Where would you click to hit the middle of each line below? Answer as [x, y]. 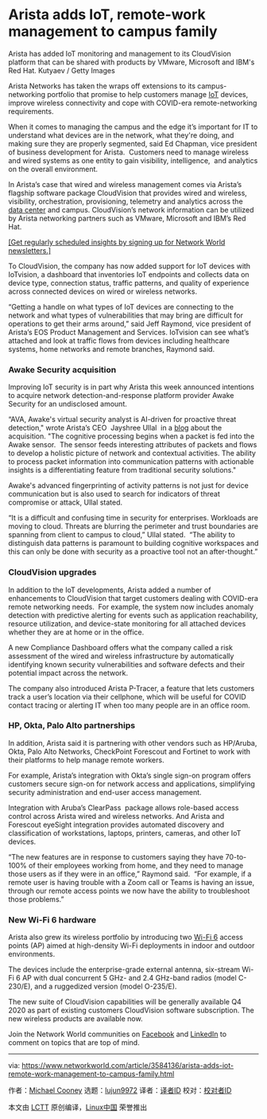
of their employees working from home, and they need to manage [136, 865]
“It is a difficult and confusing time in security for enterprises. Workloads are [133, 518]
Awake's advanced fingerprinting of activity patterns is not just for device [128, 485]
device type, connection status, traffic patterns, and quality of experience [129, 283]
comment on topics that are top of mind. [74, 1043]
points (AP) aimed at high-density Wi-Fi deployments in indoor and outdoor [132, 945]
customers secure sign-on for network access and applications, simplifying [132, 784]
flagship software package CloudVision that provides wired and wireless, [128, 193]
